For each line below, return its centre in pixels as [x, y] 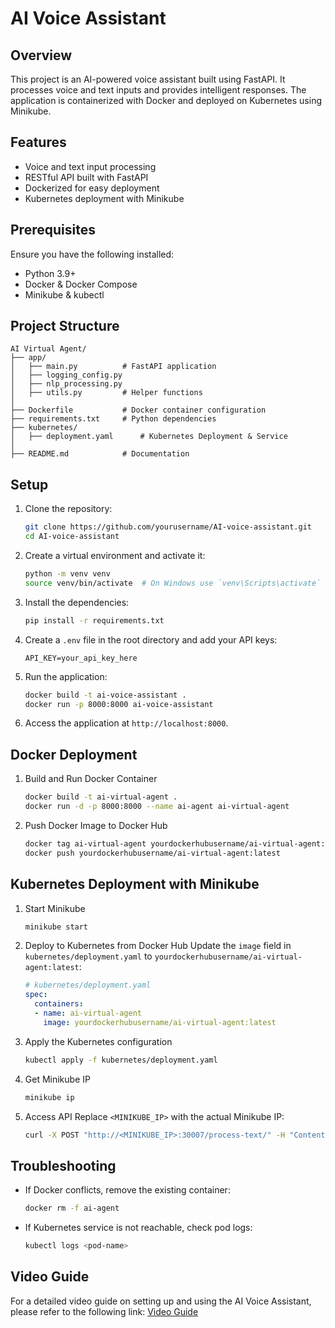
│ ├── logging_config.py [66, 375]
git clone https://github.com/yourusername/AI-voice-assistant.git [168, 527]
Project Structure [65, 326]
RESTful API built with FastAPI [86, 177]
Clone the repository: [68, 509]
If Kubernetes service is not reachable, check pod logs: [138, 1228]
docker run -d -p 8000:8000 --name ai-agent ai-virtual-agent [157, 807]
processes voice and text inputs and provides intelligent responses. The [158, 90]
